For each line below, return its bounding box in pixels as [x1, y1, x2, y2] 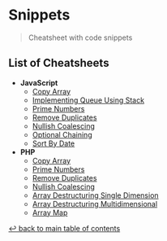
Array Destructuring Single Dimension [32, 190, 160, 200]
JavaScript [19, 77, 58, 87]
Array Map [32, 208, 68, 217]
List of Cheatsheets [8, 56, 109, 70]
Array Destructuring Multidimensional [32, 199, 158, 208]
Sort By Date [32, 138, 75, 148]
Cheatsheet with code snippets [28, 33, 133, 42]
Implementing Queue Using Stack [32, 95, 144, 105]
